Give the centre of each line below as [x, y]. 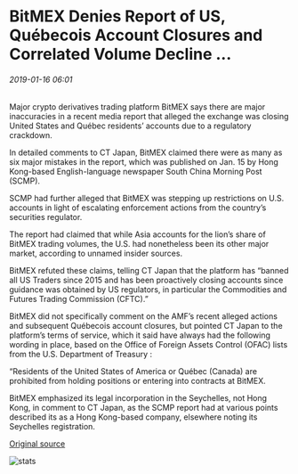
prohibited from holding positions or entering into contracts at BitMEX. [138, 381]
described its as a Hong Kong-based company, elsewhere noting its [133, 417]
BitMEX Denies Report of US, [117, 16]
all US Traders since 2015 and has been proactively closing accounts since [146, 280]
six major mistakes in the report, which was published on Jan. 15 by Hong [144, 162]
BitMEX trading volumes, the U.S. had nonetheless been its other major [139, 244]
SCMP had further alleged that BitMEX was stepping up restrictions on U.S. [147, 199]
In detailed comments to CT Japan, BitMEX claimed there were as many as [146, 152]
